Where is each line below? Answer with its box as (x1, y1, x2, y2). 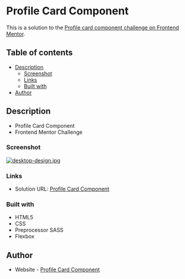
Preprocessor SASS (14, 226, 64, 234)
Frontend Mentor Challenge (14, 128, 83, 136)
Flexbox (14, 233, 35, 240)
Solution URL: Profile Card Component (14, 185, 109, 192)
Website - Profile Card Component (14, 266, 100, 273)
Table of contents (6, 48, 73, 58)
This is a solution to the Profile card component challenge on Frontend (6, 24, 179, 31)
